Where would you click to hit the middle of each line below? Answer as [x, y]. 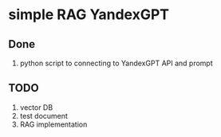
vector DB [36, 107]
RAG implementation [53, 124]
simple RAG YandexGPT [89, 15]
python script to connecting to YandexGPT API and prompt [116, 63]
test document [43, 115]
